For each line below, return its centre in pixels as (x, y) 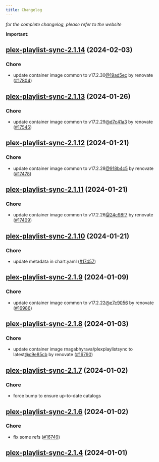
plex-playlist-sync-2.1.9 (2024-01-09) (67, 277)
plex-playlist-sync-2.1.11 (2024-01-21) (67, 190)
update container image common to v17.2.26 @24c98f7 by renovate (83, 215)
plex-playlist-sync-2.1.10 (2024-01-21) (68, 236)
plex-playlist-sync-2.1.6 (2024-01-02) (67, 412)
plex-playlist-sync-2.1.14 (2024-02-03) (69, 50)
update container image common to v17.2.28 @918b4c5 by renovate (83, 168)
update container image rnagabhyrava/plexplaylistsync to (73, 349)
